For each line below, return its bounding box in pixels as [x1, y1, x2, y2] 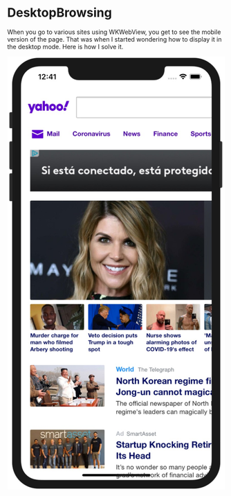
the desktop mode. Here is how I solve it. [7, 42, 124, 51]
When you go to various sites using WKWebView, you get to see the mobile [7, 28, 221, 36]
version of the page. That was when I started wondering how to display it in [7, 35, 222, 43]
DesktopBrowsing [7, 5, 112, 21]
